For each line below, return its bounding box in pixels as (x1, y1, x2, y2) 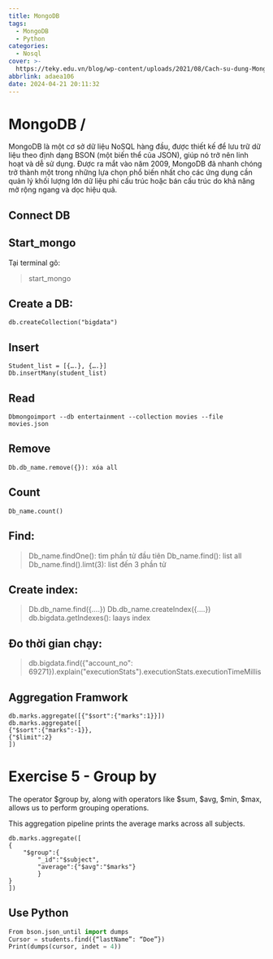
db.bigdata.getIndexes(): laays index (28, 613, 151, 623)
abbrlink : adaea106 (8, 72, 75, 80)
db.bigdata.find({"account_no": (28, 658, 133, 668)
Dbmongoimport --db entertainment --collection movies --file (8, 413, 223, 421)
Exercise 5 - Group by (8, 767, 157, 786)
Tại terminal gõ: (8, 258, 61, 267)
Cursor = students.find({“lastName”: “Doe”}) (8, 935, 165, 944)
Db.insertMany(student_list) (8, 369, 107, 378)
